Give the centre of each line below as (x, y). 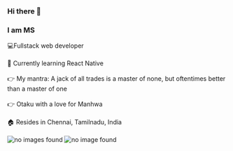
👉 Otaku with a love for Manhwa (55, 104)
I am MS (21, 29)
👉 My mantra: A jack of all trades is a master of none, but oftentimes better (116, 79)
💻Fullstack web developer (45, 46)
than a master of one (37, 89)
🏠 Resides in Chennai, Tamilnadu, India (65, 122)
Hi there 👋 (24, 11)
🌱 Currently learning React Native (55, 63)
